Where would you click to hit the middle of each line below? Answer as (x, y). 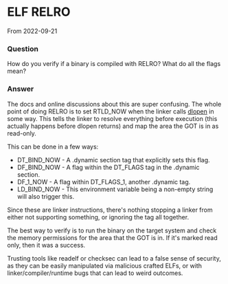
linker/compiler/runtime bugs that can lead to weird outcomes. (95, 273)
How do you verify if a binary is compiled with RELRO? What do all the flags (114, 64)
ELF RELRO (39, 12)
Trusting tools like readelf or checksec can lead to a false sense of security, (114, 258)
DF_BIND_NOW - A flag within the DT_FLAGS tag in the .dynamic (109, 167)
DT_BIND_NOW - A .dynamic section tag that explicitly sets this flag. (114, 160)
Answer (21, 89)
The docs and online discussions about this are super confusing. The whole (114, 104)
